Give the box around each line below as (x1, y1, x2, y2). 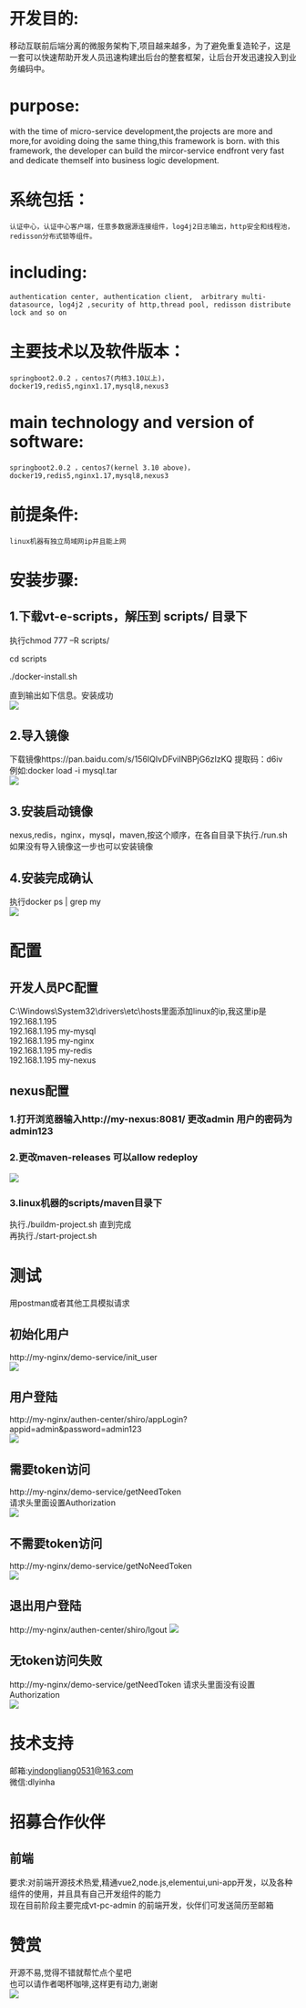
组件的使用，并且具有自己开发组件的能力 (9, 1888, 161, 1899)
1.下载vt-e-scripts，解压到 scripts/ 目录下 (9, 609, 248, 625)
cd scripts (9, 653, 47, 664)
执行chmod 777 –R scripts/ (9, 635, 110, 646)
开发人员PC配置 (9, 980, 98, 995)
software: (9, 431, 85, 452)
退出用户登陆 (9, 1598, 82, 1614)
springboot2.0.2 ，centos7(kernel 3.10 (9, 463, 159, 473)
